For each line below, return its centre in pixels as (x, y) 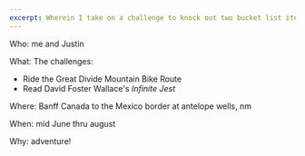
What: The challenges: (51, 61)
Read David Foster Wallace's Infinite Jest (99, 88)
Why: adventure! (40, 141)
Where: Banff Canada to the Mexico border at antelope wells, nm (131, 106)
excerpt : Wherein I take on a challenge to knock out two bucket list (146, 18)
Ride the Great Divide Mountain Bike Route (102, 79)
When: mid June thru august (63, 123)
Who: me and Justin (47, 44)
